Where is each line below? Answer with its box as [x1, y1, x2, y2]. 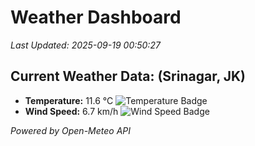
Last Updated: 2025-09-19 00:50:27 [10, 39, 161, 51]
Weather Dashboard [10, 6, 182, 29]
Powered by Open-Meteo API [10, 124, 132, 136]
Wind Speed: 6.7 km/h [24, 105, 119, 117]
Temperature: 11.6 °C [24, 94, 114, 106]
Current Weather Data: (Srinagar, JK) [10, 68, 247, 85]
